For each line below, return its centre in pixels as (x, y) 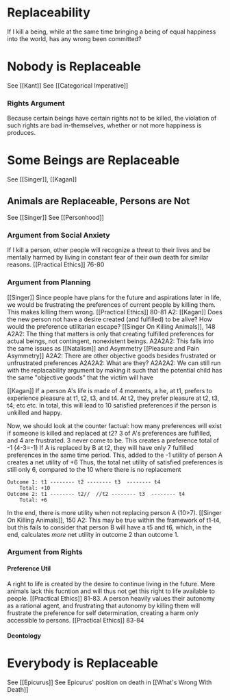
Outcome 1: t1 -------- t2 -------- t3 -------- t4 (84, 482)
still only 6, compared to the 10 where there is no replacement (94, 469)
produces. (22, 133)
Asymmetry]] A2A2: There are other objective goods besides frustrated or (112, 355)
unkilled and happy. (35, 412)
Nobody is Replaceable (74, 67)
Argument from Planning (49, 282)
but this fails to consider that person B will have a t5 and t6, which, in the (110, 527)
